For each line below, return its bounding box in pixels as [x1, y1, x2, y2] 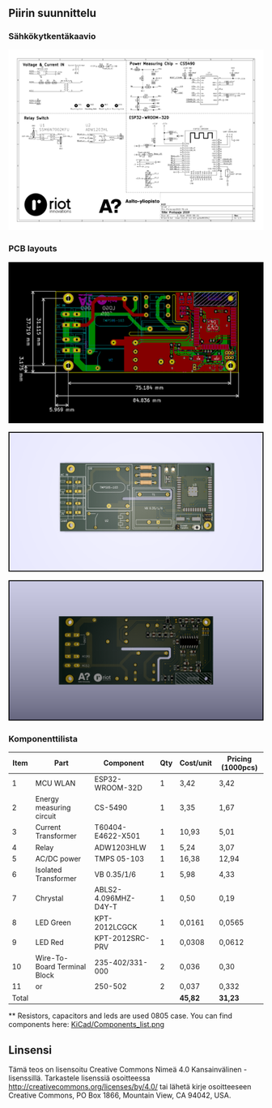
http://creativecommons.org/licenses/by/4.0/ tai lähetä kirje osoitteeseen [8, 1081, 252, 1091]
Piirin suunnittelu [8, 6, 97, 20]
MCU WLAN [35, 778, 76, 789]
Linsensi [8, 1043, 53, 1057]
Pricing [227, 754, 253, 764]
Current [35, 823, 62, 832]
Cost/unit [179, 758, 212, 768]
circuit [35, 811, 57, 821]
